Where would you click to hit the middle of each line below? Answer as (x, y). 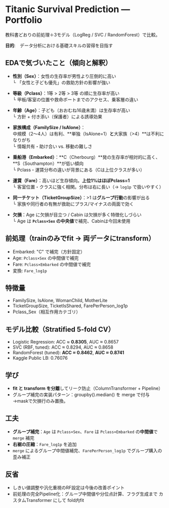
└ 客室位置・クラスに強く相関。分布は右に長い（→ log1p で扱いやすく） (88, 187)
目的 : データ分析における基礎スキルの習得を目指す (59, 45)
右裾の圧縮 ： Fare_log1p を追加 (45, 444)
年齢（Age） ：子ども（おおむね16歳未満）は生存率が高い (71, 110)
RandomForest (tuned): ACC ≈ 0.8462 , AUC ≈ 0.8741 (68, 353)
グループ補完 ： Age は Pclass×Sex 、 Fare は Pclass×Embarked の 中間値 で (85, 432)
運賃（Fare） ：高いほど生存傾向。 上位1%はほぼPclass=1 (71, 180)
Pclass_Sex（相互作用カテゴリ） (47, 312)
